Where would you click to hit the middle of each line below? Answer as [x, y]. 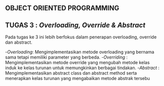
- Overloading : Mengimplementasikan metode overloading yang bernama [80, 52]
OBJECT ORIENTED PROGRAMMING [62, 8]
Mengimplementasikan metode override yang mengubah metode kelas [78, 63]
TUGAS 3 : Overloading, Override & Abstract [75, 25]
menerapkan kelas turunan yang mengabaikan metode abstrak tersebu [78, 79]
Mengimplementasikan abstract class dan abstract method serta [71, 73]
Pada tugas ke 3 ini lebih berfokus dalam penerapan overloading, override [81, 37]
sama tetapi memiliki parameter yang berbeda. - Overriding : [66, 57]
